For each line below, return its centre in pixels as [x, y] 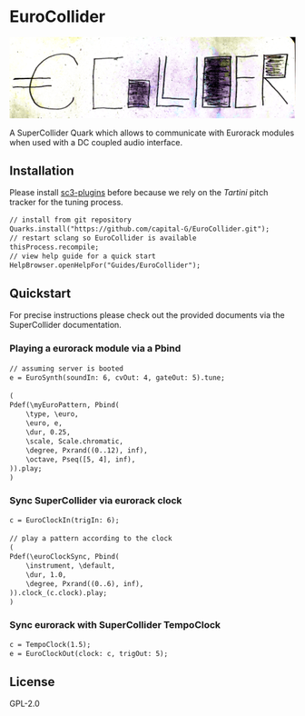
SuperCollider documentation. [66, 325]
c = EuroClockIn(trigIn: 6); [64, 520]
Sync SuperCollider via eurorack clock [96, 500]
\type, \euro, [52, 414]
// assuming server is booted [67, 368]
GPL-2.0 [25, 703]
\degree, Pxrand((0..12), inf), [87, 450]
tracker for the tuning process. [67, 203]
